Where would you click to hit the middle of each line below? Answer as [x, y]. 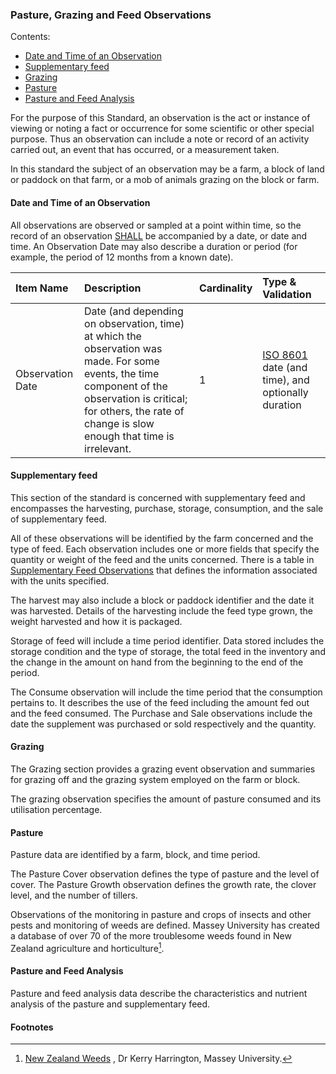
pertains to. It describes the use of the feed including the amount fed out [160, 702]
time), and [286, 380]
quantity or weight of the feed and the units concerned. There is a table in [162, 559]
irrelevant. [108, 448]
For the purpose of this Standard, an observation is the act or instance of [160, 118]
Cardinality [225, 288]
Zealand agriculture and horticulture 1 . [87, 947]
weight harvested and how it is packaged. [96, 621]
